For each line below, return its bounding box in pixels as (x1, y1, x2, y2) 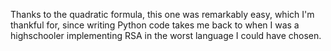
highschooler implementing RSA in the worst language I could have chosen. (10, 30, 322, 41)
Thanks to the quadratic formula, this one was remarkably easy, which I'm (10, 9, 315, 20)
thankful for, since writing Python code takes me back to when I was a (10, 19, 300, 31)
